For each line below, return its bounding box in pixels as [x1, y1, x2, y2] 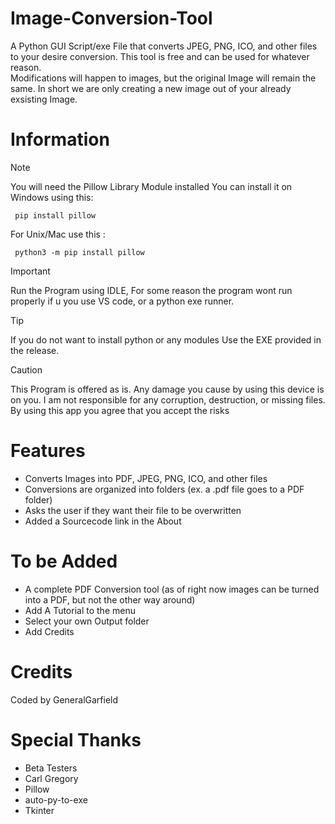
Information [10, 128, 110, 151]
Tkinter [24, 804, 55, 816]
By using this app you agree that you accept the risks [10, 404, 230, 416]
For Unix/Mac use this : [10, 228, 106, 240]
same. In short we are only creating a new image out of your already [10, 82, 292, 94]
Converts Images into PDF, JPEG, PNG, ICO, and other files [24, 472, 268, 484]
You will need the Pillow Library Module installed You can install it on [10, 180, 293, 192]
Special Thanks [10, 728, 142, 751]
